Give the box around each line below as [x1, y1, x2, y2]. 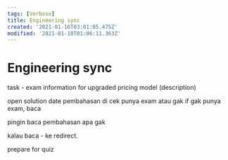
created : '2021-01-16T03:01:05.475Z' [7, 23, 118, 30]
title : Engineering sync [7, 17, 80, 24]
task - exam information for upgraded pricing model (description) [7, 84, 197, 92]
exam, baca [7, 105, 42, 113]
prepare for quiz [7, 145, 54, 154]
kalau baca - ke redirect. [7, 131, 79, 140]
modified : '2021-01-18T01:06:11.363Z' [7, 29, 121, 37]
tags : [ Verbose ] [7, 10, 55, 18]
